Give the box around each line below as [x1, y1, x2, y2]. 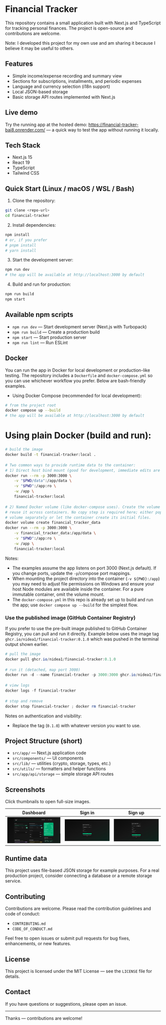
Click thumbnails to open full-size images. [5, 799, 90, 805]
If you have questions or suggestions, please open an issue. [5, 1001, 127, 1007]
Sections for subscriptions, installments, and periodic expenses [12, 78, 142, 84]
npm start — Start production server [12, 334, 87, 340]
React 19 [12, 160, 30, 166]
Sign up [128, 810, 145, 816]
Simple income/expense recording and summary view [12, 73, 123, 79]
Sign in [80, 810, 95, 816]
